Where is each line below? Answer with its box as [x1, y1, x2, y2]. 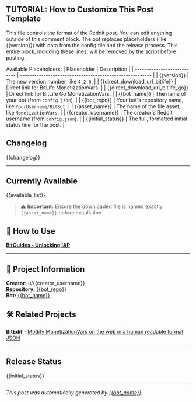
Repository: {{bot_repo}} [6, 286, 67, 293]
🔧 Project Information [6, 264, 85, 274]
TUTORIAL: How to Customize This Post [6, 5, 154, 15]
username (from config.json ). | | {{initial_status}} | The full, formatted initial [6, 115, 188, 122]
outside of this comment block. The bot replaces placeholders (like [6, 35, 167, 43]
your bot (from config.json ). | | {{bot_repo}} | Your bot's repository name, [6, 96, 184, 103]
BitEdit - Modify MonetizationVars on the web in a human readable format [6, 328, 184, 335]
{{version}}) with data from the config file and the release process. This [6, 41, 178, 48]
